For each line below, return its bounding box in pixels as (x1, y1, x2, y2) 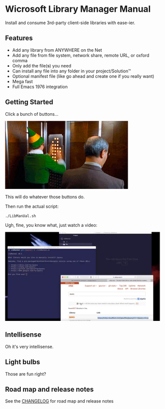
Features (5, 34, 33, 42)
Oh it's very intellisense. (5, 344, 54, 349)
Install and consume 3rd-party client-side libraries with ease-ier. (5, 20, 136, 26)
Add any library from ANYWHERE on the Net (12, 47, 102, 53)
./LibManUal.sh (5, 213, 36, 219)
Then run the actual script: (5, 203, 59, 209)
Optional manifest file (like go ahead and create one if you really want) (12, 73, 155, 79)
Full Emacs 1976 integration (12, 84, 68, 90)
